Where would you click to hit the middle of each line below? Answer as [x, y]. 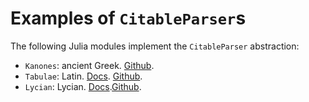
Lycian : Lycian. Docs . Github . [83, 86]
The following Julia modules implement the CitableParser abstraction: [155, 46]
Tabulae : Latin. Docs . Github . [83, 76]
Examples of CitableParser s [128, 18]
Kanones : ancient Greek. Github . [89, 65]
